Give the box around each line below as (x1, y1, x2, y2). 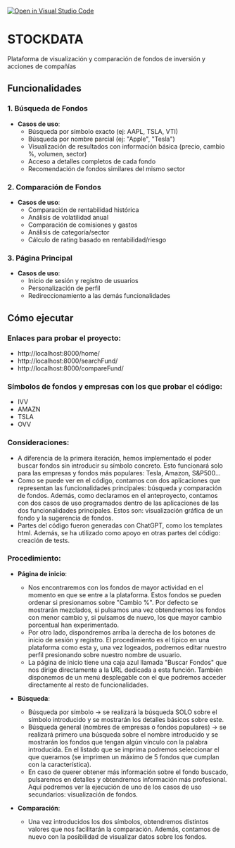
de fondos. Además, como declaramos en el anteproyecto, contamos (17, 491, 218, 499)
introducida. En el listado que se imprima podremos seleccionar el (27, 745, 220, 754)
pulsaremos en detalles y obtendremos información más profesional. (27, 775, 227, 783)
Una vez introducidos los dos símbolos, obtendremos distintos (27, 817, 209, 825)
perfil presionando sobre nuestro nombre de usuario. (27, 650, 182, 659)
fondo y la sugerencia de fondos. (17, 513, 114, 522)
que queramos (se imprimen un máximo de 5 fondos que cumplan (27, 752, 220, 761)
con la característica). (27, 760, 91, 768)
